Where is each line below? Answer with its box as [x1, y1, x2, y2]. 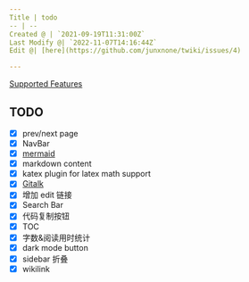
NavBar [21, 138, 51, 148]
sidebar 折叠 [21, 253, 69, 264]
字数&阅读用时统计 [21, 232, 91, 243]
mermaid [21, 148, 55, 159]
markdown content [21, 158, 92, 170]
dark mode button [21, 242, 89, 253]
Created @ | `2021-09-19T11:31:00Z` [9, 29, 145, 38]
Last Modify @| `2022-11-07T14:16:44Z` [9, 37, 158, 47]
